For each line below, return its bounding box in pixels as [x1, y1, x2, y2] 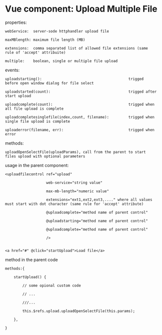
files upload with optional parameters [5, 154, 86, 159]
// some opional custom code [22, 283, 81, 288]
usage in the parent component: [5, 162, 69, 168]
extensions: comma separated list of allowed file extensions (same [5, 46, 148, 50]
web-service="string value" [46, 180, 103, 185]
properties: [5, 19, 27, 25]
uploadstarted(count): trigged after [5, 89, 157, 94]
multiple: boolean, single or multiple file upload [5, 58, 118, 64]
